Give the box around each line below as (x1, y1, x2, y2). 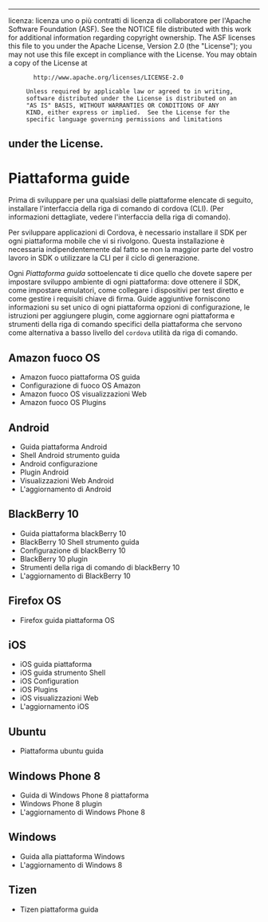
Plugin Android (19, 467, 69, 477)
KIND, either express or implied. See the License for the (26, 108, 230, 116)
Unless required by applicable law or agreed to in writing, (26, 88, 234, 96)
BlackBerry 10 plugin (19, 554, 88, 563)
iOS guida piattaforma (19, 660, 93, 669)
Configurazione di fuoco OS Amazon (19, 380, 141, 391)
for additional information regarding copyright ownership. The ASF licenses (8, 33, 256, 42)
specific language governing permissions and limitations (26, 116, 223, 124)
